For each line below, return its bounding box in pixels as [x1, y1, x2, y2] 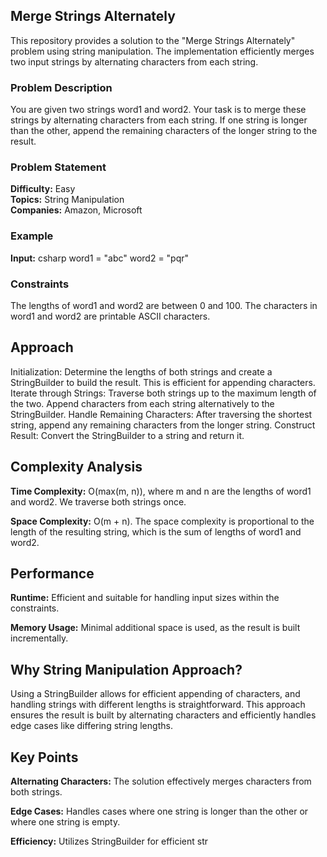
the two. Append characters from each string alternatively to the [10, 397, 275, 409]
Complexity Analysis [10, 459, 143, 476]
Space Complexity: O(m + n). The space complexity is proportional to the [10, 515, 315, 527]
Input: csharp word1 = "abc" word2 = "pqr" [10, 252, 190, 264]
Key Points [10, 749, 79, 766]
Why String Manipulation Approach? [10, 661, 243, 678]
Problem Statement [10, 160, 107, 174]
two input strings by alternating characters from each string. [10, 55, 259, 68]
